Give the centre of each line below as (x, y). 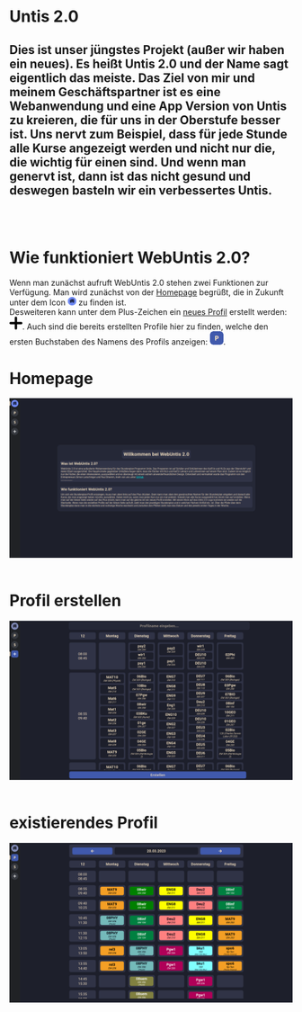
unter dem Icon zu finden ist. (68, 302)
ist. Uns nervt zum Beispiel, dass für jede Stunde (148, 134)
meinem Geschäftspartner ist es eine (115, 92)
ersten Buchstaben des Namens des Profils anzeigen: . (118, 342)
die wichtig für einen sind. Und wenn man (128, 162)
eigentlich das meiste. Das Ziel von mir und (133, 78)
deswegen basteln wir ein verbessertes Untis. (141, 190)
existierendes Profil (84, 823)
